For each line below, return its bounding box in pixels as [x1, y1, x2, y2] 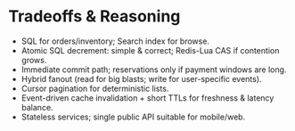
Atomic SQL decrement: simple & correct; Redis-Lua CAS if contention [20, 45, 280, 55]
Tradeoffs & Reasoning [8, 6, 181, 27]
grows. [20, 54, 47, 65]
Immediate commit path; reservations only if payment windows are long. [20, 64, 287, 75]
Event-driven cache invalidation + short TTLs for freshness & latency [20, 92, 275, 103]
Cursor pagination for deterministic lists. [20, 83, 169, 94]
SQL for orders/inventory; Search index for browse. [20, 36, 210, 46]
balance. [20, 102, 54, 112]
